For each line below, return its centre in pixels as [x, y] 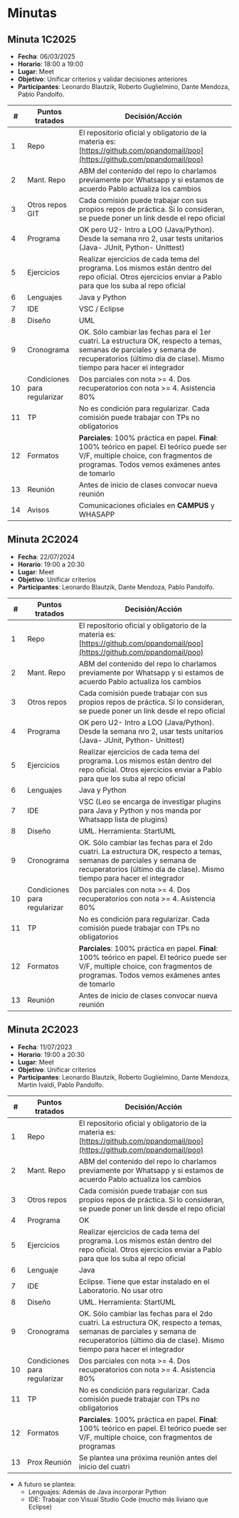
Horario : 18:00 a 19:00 [51, 64]
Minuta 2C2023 [43, 1030]
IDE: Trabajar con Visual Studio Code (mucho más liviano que [118, 1499]
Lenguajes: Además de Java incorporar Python [97, 1492]
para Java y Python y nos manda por [140, 811]
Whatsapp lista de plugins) [123, 819]
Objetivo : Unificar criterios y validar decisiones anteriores [102, 79]
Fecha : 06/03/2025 [47, 56]
